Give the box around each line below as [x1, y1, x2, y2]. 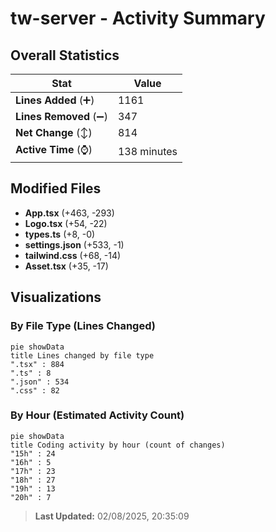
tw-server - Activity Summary [10, 7, 266, 30]
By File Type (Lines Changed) [10, 319, 156, 333]
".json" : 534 [10, 377, 70, 387]
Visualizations [10, 289, 102, 306]
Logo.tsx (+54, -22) [24, 217, 108, 229]
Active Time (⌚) [15, 143, 93, 156]
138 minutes [117, 144, 178, 158]
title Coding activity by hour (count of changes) [10, 440, 226, 450]
